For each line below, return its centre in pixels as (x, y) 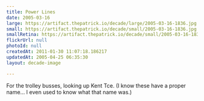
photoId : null (24, 46)
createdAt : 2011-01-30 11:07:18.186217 (57, 52)
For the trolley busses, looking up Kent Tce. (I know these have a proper (96, 85)
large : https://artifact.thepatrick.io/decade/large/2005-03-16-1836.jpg (102, 23)
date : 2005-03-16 (28, 18)
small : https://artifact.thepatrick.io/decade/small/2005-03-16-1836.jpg (102, 29)
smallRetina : (23, 35)
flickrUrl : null (27, 40)
